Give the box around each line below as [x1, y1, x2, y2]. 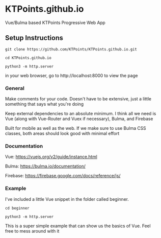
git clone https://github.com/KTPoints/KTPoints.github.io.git [5, 47, 137, 52]
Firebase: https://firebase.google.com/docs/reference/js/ [5, 173, 121, 179]
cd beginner [5, 206, 29, 211]
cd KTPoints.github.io [5, 55, 52, 60]
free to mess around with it [5, 228, 60, 234]
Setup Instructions [5, 34, 63, 42]
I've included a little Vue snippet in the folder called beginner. [5, 196, 129, 202]
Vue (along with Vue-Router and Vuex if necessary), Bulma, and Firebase [5, 116, 153, 122]
